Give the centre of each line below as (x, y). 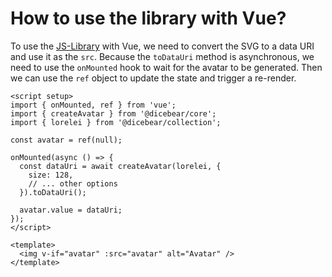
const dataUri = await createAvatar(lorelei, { (120, 166)
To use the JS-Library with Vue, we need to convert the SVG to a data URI (162, 46)
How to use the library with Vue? (148, 18)
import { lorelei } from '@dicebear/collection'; (116, 122)
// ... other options (73, 183)
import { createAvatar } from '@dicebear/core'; (113, 113)
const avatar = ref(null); (66, 140)
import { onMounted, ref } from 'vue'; (93, 105)
